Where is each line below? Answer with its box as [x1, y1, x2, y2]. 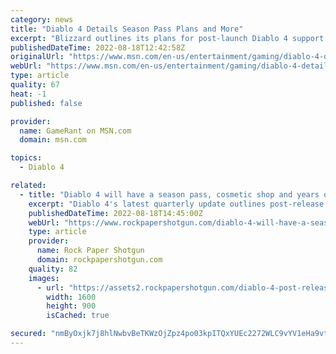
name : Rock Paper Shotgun [36, 246, 145, 256]
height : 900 [46, 301, 97, 311]
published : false [10, 98, 83, 108]
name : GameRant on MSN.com [19, 126, 132, 136]
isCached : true [46, 311, 110, 321]
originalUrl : [10, 52, 65, 62]
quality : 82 [28, 264, 78, 274]
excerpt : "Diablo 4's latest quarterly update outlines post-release [28, 199, 325, 209]
